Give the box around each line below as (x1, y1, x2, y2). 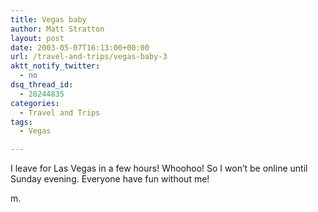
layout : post (10, 33, 65, 43)
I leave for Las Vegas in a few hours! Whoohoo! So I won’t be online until (10, 162, 308, 175)
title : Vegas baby (10, 14, 87, 25)
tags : (10, 117, 33, 127)
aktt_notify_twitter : (10, 61, 101, 71)
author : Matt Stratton (10, 24, 105, 34)
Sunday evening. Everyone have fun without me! (10, 173, 210, 185)
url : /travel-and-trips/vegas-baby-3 (10, 52, 168, 62)
